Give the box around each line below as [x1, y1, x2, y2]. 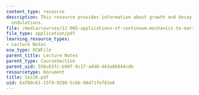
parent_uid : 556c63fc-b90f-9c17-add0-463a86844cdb [6, 63, 134, 70]
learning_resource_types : [6, 36, 70, 42]
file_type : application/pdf [6, 31, 76, 37]
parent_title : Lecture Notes [6, 53, 78, 58]
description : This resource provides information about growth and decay [6, 14, 192, 20]
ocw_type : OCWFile [6, 47, 52, 53]
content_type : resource [6, 8, 65, 15]
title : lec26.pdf [6, 74, 49, 80]
